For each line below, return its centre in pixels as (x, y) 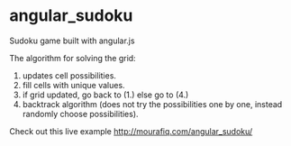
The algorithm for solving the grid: (73, 58)
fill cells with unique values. (73, 85)
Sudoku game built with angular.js (72, 41)
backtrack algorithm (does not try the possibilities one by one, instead (152, 104)
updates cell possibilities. (69, 75)
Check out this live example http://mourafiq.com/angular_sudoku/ (131, 131)
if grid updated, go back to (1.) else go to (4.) (105, 95)
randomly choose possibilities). (80, 114)
